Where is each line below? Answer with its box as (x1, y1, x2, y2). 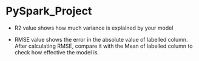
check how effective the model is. (14, 48, 99, 56)
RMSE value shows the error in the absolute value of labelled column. (14, 36, 189, 43)
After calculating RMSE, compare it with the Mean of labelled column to (14, 42, 193, 50)
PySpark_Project (5, 4, 92, 18)
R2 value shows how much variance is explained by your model (14, 24, 174, 31)
